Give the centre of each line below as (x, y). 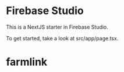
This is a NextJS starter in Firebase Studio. (57, 27)
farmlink (27, 62)
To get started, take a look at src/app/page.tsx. (62, 38)
